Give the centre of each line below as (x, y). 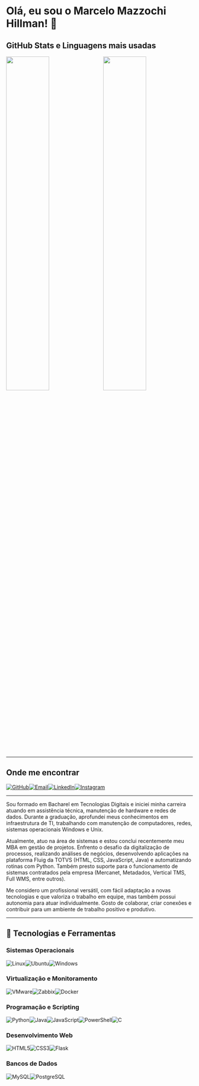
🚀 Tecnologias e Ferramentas (61, 934)
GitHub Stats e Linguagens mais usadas (81, 45)
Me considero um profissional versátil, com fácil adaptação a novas (89, 890)
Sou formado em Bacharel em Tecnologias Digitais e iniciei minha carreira (96, 804)
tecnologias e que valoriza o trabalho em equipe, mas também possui (91, 896)
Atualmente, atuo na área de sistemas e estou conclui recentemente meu (95, 841)
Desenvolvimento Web (39, 1036)
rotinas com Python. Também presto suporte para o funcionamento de (92, 866)
